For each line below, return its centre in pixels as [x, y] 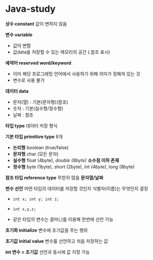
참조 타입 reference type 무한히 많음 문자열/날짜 [54, 177]
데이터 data [17, 91]
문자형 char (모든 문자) [36, 154]
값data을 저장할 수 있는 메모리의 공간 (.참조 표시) [61, 52]
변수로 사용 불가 [28, 80]
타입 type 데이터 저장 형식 [32, 126]
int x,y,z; [24, 209]
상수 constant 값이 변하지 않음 [36, 24]
